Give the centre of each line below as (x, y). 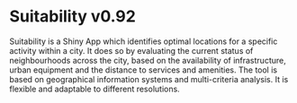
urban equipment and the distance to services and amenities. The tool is (143, 70)
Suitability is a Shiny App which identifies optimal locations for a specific (144, 41)
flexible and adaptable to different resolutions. (94, 89)
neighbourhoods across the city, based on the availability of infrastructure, (148, 60)
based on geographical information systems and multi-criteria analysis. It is (149, 79)
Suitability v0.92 (73, 17)
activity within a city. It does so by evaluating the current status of (131, 50)
